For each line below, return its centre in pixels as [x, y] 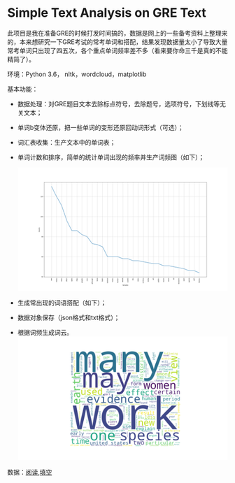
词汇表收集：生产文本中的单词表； [66, 142]
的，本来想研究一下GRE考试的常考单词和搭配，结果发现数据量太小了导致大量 [117, 42]
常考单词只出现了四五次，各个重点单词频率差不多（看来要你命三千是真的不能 [117, 50]
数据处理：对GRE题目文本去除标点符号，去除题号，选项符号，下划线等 [119, 103]
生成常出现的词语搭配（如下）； [62, 303]
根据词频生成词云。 [45, 333]
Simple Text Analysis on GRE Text [107, 13]
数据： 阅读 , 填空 [30, 472]
